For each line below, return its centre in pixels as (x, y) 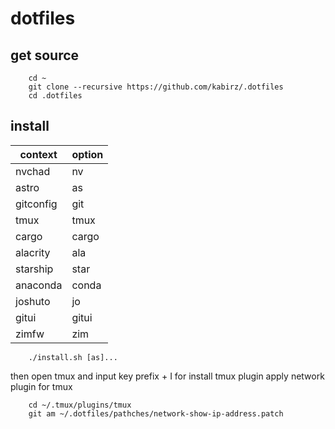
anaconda (39, 285)
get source (45, 55)
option (87, 154)
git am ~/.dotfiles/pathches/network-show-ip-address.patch (156, 413)
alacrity (33, 252)
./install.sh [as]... (73, 357)
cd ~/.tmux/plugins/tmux (80, 405)
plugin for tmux (41, 386)
